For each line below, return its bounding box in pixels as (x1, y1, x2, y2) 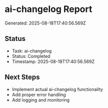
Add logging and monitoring (11, 96, 70, 103)
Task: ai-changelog (11, 47, 52, 53)
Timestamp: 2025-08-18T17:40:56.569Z (11, 58, 95, 64)
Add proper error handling (11, 91, 66, 97)
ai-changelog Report (4, 3, 92, 15)
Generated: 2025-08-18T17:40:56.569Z (4, 20, 86, 26)
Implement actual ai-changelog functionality (11, 86, 103, 92)
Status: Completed (11, 53, 50, 59)
